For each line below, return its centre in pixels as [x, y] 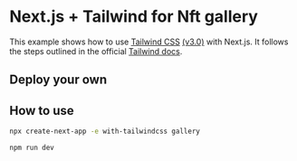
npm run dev [32, 148]
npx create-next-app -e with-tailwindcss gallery [105, 132]
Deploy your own [58, 80]
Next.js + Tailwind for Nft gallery [134, 17]
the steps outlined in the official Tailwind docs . [96, 51]
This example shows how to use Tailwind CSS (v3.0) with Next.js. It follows [149, 42]
